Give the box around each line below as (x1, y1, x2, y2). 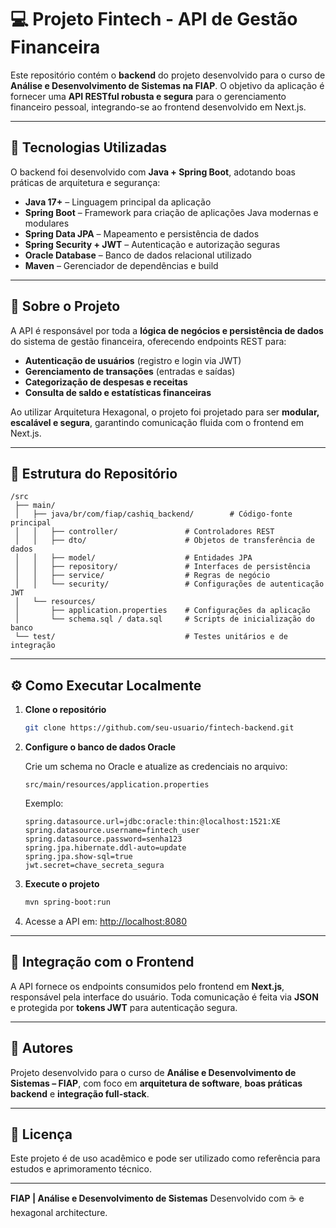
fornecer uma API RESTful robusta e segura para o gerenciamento (10, 90, 287, 102)
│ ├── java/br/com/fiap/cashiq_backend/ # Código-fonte (14, 509, 293, 520)
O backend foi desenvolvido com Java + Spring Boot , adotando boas (10, 166, 296, 178)
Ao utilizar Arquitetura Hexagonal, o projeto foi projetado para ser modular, (10, 406, 320, 418)
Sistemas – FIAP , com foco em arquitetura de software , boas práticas (10, 1077, 303, 1089)
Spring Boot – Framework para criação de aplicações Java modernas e (24, 206, 319, 218)
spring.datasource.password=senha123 (24, 834, 183, 845)
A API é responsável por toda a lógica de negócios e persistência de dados (10, 324, 324, 336)
